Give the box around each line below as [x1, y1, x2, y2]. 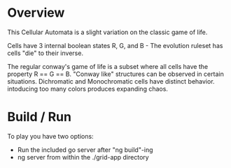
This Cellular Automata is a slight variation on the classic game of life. [7, 28, 208, 36]
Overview [7, 5, 65, 21]
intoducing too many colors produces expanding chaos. [7, 84, 168, 93]
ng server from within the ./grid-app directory [17, 153, 149, 161]
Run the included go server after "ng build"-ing [17, 145, 153, 154]
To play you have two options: [7, 132, 94, 140]
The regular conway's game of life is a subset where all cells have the [7, 62, 209, 70]
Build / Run [7, 109, 72, 125]
